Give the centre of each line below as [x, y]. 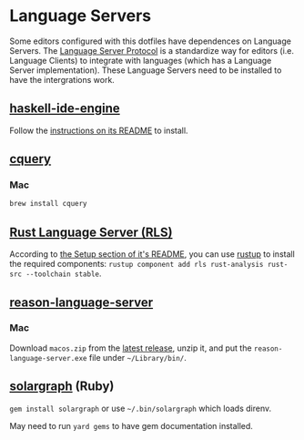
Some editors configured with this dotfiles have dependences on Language [150, 41]
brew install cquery [49, 204]
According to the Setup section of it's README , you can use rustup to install [152, 254]
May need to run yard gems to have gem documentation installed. [131, 425]
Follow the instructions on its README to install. [99, 130]
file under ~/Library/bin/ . [137, 357]
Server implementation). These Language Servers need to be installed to [146, 70]
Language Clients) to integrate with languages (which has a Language [141, 60]
